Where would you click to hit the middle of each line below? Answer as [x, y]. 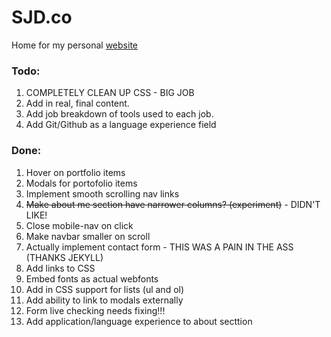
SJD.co [42, 17]
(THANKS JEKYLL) [64, 257]
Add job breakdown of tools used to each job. [119, 114]
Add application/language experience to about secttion [139, 321]
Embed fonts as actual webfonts [92, 278]
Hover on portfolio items [75, 172]
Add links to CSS [60, 268]
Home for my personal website [74, 45]
